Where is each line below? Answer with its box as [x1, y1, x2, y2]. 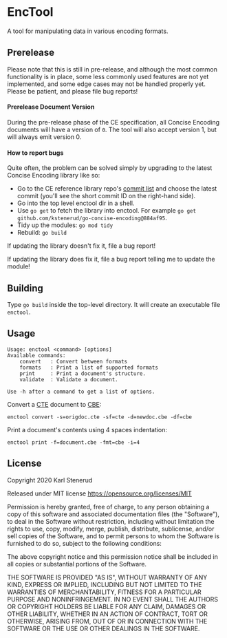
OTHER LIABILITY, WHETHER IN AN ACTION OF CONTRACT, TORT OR [7, 610, 208, 618]
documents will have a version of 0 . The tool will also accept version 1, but [7, 125, 217, 134]
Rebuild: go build [17, 228, 67, 237]
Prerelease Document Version [7, 103, 95, 111]
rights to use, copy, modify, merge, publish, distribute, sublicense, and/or [7, 524, 215, 533]
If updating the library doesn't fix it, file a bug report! [7, 242, 156, 250]
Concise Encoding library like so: [7, 171, 100, 180]
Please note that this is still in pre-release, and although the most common [7, 65, 218, 73]
